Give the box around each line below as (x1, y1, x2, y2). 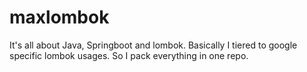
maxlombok (9, 6, 110, 29)
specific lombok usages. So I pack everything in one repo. (9, 49, 249, 61)
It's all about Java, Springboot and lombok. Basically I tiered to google (9, 39, 298, 51)
